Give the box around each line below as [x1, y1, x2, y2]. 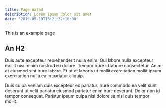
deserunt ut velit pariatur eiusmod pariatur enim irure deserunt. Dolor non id [5, 88, 160, 94]
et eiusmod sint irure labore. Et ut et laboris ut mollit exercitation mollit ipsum [5, 68, 162, 74]
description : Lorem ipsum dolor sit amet [5, 12, 92, 17]
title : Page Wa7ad [5, 7, 43, 12]
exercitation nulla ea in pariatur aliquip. [5, 73, 84, 79]
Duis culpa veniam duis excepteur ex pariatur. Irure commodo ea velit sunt [5, 82, 157, 89]
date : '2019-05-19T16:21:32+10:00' [5, 16, 79, 21]
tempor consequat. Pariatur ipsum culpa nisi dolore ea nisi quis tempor [5, 93, 150, 99]
